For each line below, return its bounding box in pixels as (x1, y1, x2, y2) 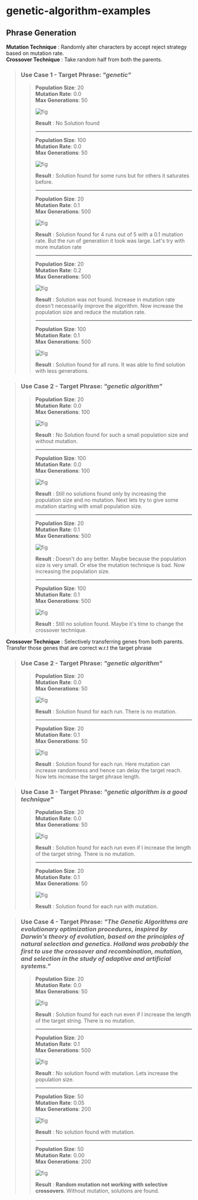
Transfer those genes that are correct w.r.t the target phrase (6, 644, 152, 651)
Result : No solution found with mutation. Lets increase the (35, 1070, 179, 1077)
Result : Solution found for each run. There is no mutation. (35, 708, 177, 715)
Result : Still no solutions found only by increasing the (35, 490, 166, 497)
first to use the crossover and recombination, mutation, (20, 947, 183, 956)
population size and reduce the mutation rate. (35, 309, 146, 316)
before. (35, 179, 53, 186)
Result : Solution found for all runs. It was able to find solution (35, 361, 186, 368)
